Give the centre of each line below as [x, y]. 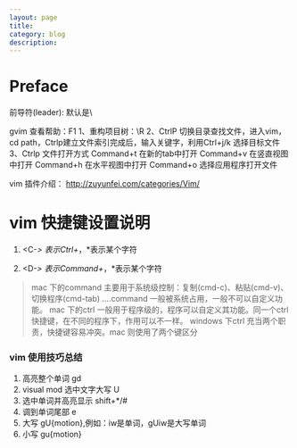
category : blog [37, 34]
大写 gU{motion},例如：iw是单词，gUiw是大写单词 [114, 423]
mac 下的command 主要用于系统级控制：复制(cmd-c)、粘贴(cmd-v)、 [160, 287]
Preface [39, 87]
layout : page [33, 17]
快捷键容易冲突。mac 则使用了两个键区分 [122, 332]
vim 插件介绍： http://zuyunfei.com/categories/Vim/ [105, 184]
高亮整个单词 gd [52, 378]
